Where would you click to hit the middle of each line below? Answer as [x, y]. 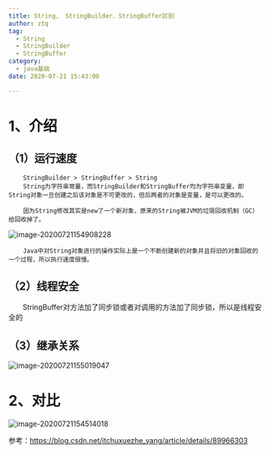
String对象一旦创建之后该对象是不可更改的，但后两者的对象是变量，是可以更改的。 [128, 195]
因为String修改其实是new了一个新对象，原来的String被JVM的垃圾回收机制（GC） [141, 211]
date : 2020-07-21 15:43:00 [54, 76]
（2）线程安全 [44, 286]
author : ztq [28, 24]
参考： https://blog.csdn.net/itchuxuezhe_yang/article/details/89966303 [128, 441]
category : [25, 62]
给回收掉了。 [27, 219]
